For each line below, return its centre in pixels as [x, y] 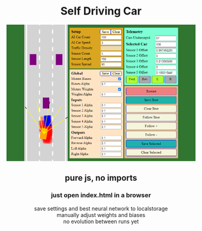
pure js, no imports [101, 178]
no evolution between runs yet [101, 221]
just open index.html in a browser [101, 195]
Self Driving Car [101, 11]
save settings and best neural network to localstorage [101, 208]
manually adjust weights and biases [101, 215]
